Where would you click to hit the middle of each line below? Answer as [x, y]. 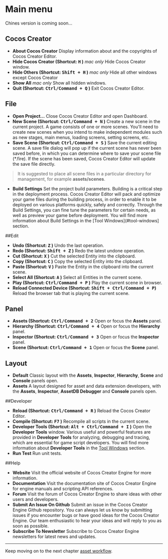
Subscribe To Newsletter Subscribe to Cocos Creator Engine [75, 531]
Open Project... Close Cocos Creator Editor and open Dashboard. [80, 116]
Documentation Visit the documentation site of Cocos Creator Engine [84, 483]
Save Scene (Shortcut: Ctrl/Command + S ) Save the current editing [84, 143]
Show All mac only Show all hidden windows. [59, 83]
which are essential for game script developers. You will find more [80, 443]
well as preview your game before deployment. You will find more [80, 215]
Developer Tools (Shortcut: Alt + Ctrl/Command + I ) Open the [82, 427]
